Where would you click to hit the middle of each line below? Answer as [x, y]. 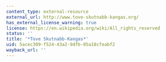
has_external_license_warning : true [51, 22]
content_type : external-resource [47, 12]
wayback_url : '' [26, 50]
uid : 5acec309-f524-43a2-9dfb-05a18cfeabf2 [61, 45]
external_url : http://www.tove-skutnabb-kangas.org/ [73, 17]
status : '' [20, 34]
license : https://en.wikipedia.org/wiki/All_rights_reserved [83, 28]
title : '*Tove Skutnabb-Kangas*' [47, 39]
